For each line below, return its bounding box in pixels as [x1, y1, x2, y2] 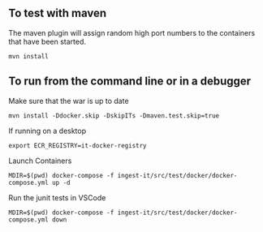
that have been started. [8, 37, 87, 46]
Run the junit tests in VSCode [8, 192, 106, 202]
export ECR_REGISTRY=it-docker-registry [8, 141, 148, 149]
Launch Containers [8, 156, 72, 165]
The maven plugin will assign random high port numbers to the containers [8, 28, 256, 37]
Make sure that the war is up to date [8, 96, 129, 105]
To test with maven [8, 6, 107, 20]
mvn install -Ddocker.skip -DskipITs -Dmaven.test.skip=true [8, 111, 220, 120]
